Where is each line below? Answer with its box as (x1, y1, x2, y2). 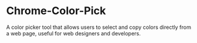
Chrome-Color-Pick (6, 4, 106, 18)
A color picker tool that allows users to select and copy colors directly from (6, 24, 192, 31)
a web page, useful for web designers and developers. (6, 29, 141, 37)
